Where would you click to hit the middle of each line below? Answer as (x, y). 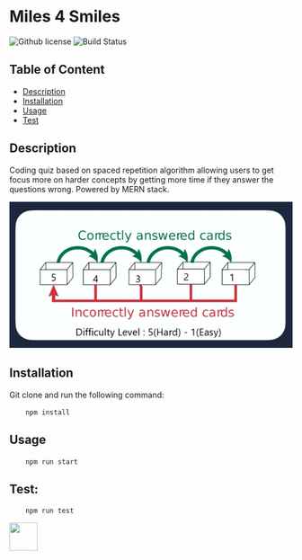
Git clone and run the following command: (87, 395)
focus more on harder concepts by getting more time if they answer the (142, 179)
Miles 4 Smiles (65, 17)
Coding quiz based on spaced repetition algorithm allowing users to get (142, 170)
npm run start (52, 462)
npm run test (50, 511)
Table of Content (57, 70)
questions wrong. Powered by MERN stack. (89, 189)
